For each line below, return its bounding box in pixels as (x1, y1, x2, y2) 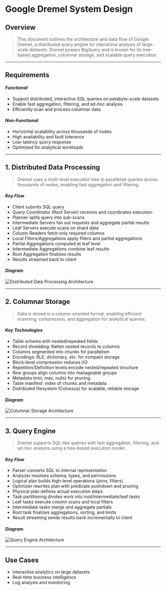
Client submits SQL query (12, 204, 65, 210)
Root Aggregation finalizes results (12, 251, 82, 257)
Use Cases (5, 556, 39, 564)
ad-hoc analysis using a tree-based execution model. (17, 445, 126, 451)
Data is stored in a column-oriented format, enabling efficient (17, 310, 142, 317)
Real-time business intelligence (12, 574, 77, 580)
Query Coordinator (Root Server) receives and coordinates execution (12, 209, 153, 215)
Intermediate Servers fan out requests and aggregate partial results (12, 219, 150, 225)
